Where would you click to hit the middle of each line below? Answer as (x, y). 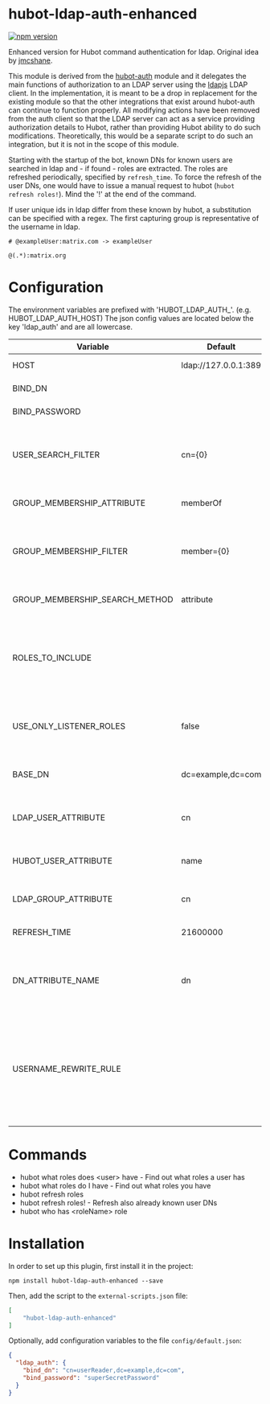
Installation (47, 1244)
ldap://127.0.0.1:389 (221, 365)
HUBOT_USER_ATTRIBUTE (62, 860)
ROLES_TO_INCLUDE (52, 658)
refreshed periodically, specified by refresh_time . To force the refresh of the (135, 177)
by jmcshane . (31, 60)
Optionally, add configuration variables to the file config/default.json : (125, 1340)
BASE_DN (31, 774)
